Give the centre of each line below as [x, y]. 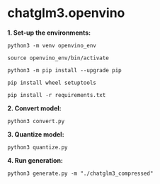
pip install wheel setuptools [52, 83]
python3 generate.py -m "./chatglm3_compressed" [80, 173]
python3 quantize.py [38, 147]
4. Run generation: [35, 160]
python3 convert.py [36, 121]
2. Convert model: [34, 108]
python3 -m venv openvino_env [52, 45]
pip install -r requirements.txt [57, 95]
